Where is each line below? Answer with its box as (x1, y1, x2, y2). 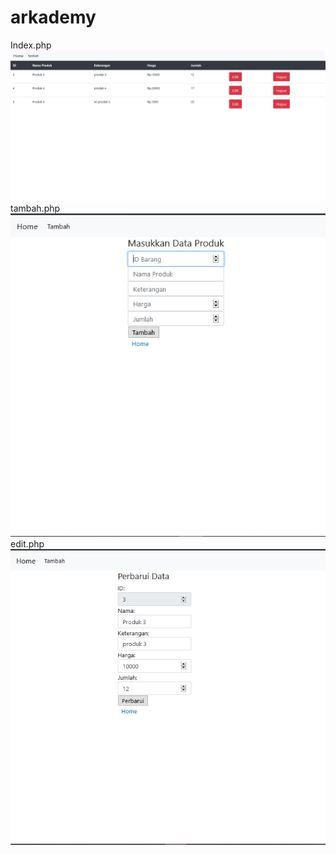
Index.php (10, 39, 52, 51)
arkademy (10, 6, 97, 29)
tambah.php (10, 202, 61, 215)
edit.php (10, 537, 45, 550)
